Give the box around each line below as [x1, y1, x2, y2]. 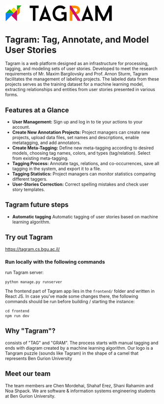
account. [12, 124, 30, 130]
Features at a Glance [5, 106, 70, 114]
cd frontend [5, 309, 29, 314]
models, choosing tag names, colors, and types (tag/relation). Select [12, 150, 151, 156]
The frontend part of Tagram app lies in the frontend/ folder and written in [5, 288, 155, 294]
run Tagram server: [5, 269, 44, 276]
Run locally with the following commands [5, 258, 105, 265]
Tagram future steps [5, 201, 69, 209]
